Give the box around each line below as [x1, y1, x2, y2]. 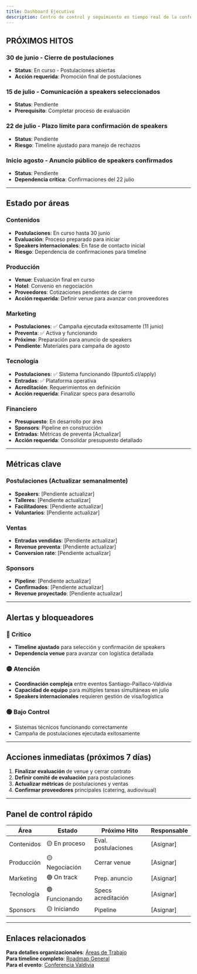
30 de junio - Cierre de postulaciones [6, 53, 114, 62]
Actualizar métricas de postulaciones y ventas [14, 780, 129, 788]
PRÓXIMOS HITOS [6, 36, 74, 46]
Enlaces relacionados [6, 933, 86, 943]
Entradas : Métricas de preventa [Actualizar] [14, 430, 121, 437]
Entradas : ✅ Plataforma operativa [14, 377, 97, 384]
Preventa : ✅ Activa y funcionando [14, 330, 98, 337]
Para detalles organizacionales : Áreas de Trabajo [6, 949, 127, 956]
